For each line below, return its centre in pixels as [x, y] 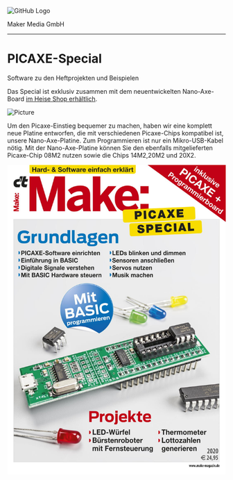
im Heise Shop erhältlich [61, 99]
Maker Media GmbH [36, 24]
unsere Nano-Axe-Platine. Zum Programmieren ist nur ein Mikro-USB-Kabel [115, 140]
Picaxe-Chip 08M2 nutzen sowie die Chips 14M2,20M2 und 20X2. [102, 155]
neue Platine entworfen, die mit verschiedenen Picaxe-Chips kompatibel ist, [115, 133]
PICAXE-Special [55, 59]
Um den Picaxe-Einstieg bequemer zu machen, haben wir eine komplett [110, 126]
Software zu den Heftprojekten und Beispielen [73, 78]
